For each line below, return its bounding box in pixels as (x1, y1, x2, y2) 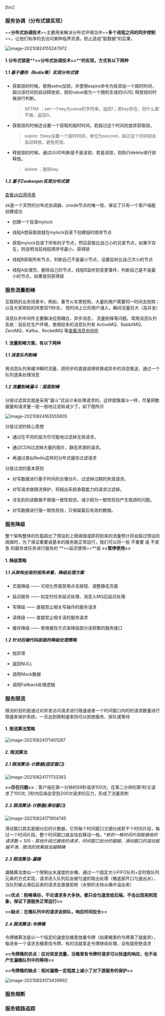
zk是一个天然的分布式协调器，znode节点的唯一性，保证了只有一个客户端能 (5, 202, 156, 208)
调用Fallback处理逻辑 (12, 682, 55, 688)
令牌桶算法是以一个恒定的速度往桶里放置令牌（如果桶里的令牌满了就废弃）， (5, 934, 158, 941)
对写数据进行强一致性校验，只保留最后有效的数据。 (12, 507, 116, 513)
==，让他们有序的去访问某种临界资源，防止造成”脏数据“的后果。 (5, 35, 135, 41)
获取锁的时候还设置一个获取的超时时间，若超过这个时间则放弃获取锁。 (12, 122, 155, 128)
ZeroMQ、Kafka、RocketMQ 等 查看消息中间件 (5, 328, 99, 334)
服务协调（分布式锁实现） (5, 17, 66, 24)
